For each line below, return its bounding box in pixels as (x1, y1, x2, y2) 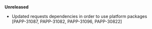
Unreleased (4, 4, 29, 10)
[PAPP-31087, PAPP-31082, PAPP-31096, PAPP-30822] (11, 19, 122, 24)
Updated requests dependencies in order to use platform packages (11, 14, 148, 19)
